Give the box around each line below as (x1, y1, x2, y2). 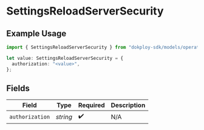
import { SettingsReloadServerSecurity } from (6, 44, 126, 50)
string (55, 112, 73, 121)
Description (110, 101, 146, 109)
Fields (6, 83, 30, 93)
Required (78, 101, 105, 109)
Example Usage (6, 28, 67, 39)
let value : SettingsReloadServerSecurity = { (6, 55, 123, 61)
